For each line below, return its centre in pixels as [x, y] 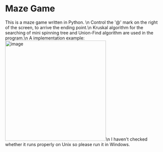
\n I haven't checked [127, 139]
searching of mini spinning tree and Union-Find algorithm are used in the [79, 33]
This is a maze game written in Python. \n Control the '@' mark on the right [81, 22]
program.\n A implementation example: [45, 38]
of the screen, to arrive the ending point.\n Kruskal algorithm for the [74, 27]
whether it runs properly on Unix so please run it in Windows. [68, 144]
